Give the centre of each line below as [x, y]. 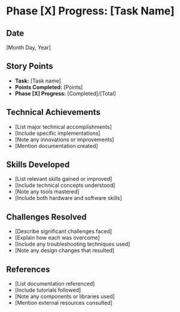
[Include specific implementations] [57, 133]
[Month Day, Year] [29, 47]
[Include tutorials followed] [48, 290]
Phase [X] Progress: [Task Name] [90, 11]
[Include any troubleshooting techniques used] [72, 244]
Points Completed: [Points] [49, 87]
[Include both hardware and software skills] [68, 198]
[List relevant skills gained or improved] [63, 179]
